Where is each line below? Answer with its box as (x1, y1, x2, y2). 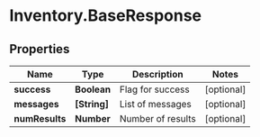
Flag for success (120, 83, 191, 96)
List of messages (120, 98, 192, 110)
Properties (9, 41, 70, 57)
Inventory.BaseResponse (9, 5, 202, 26)
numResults (13, 113, 67, 124)
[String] (75, 98, 110, 110)
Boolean (75, 83, 112, 96)
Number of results (120, 113, 196, 124)
